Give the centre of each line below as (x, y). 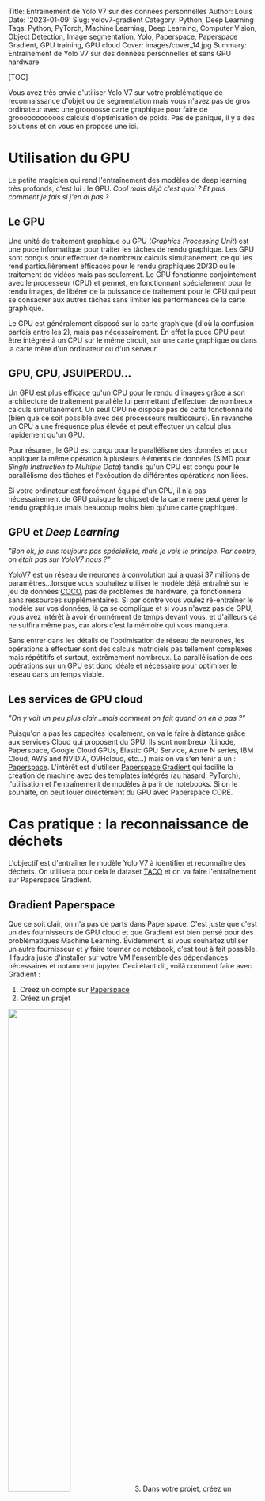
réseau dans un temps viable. (56, 674)
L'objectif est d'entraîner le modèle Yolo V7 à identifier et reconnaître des (127, 863)
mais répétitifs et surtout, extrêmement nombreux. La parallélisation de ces (131, 658)
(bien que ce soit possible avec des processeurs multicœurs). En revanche (130, 418)
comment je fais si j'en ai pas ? (59, 196)
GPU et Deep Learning (64, 532)
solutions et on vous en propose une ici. (73, 126)
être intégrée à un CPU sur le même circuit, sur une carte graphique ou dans (132, 340)
